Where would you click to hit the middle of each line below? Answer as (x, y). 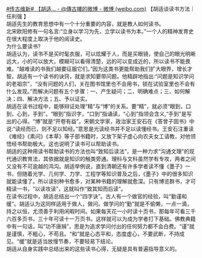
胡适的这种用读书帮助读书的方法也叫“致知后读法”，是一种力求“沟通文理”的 (98, 151)
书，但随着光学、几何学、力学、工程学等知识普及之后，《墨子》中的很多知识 (100, 174)
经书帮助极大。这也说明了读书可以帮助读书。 (66, 144)
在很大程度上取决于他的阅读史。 (46, 39)
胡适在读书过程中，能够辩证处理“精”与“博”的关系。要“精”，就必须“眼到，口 (99, 106)
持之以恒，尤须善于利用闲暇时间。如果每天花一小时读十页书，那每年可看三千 (101, 211)
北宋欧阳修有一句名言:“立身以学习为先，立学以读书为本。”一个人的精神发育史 (100, 31)
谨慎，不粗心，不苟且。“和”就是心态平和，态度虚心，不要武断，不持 (95, 234)
